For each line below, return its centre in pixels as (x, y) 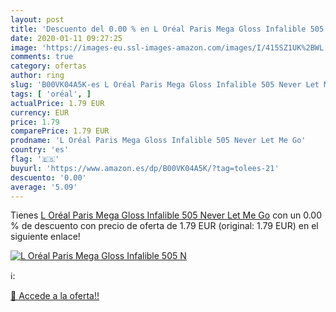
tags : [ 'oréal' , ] (51, 94)
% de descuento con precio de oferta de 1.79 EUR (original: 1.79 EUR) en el (164, 226)
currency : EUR (40, 112)
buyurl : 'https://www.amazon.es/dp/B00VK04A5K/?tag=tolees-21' (145, 168)
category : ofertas (48, 66)
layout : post (37, 19)
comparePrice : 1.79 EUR (60, 131)
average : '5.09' (44, 187)
